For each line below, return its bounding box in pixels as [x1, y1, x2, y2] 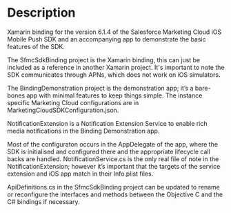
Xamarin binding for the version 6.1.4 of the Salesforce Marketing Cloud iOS [7, 28, 222, 36]
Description [7, 5, 76, 21]
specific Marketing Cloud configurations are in [7, 98, 139, 106]
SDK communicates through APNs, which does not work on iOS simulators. [7, 71, 221, 79]
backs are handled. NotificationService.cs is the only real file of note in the [7, 154, 219, 163]
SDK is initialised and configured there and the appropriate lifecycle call [7, 147, 210, 156]
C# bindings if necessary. [7, 197, 80, 205]
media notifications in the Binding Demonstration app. [7, 127, 160, 135]
